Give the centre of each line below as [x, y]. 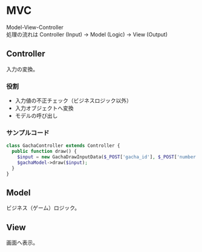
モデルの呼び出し [36, 116]
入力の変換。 [22, 69]
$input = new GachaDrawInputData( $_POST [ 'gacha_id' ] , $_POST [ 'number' [108, 157]
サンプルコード [28, 132]
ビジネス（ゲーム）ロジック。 [43, 208]
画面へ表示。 [22, 243]
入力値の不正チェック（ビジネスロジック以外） [73, 101]
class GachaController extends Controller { [63, 146]
